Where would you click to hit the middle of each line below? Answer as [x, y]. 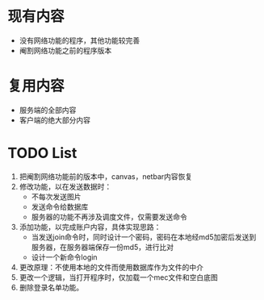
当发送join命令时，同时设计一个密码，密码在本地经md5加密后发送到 [144, 237]
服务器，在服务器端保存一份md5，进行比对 [103, 247]
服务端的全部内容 [48, 110]
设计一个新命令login [64, 257]
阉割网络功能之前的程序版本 [65, 50]
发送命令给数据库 [60, 206]
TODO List [42, 153]
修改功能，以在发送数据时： [65, 186]
